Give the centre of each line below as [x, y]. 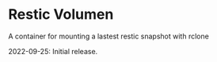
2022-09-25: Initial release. [53, 51]
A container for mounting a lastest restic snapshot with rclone [109, 36]
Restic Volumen [61, 15]
